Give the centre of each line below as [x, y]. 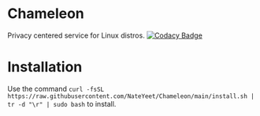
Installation [45, 67]
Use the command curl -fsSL [56, 89]
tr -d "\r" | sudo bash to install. [62, 103]
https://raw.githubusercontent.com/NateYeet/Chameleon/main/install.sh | [131, 96]
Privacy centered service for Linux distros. [76, 35]
